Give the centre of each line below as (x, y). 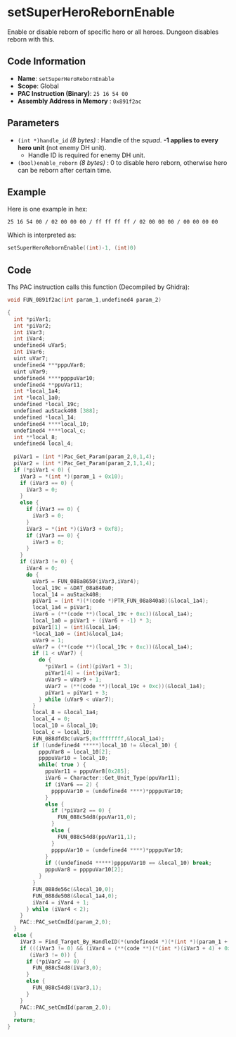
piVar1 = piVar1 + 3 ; (77, 693)
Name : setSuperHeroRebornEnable (66, 78)
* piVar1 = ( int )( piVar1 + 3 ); (89, 667)
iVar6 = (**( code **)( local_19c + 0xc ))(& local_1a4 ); (113, 614)
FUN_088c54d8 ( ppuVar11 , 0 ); (97, 817)
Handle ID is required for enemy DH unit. (86, 155)
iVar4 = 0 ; (42, 568)
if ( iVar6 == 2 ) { (72, 784)
